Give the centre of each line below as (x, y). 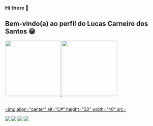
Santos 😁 (20, 31)
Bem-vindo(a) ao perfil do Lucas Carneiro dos (77, 24)
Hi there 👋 (17, 8)
